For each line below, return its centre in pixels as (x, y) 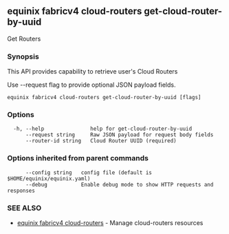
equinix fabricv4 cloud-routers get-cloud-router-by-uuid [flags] (104, 98)
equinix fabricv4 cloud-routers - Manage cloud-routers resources (110, 223)
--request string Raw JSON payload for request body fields (119, 135)
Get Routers (24, 39)
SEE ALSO (24, 208)
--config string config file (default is (89, 172)
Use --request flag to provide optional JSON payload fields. (91, 85)
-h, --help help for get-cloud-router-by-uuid (103, 129)
